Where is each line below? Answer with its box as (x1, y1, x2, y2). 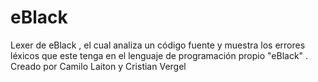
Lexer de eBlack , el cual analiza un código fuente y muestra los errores (10, 39, 306, 51)
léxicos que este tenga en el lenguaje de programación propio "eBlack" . (10, 49, 309, 61)
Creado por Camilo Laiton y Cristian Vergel (10, 60, 187, 72)
